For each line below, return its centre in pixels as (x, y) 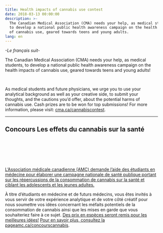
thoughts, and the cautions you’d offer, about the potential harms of (73, 99)
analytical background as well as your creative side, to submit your (72, 94)
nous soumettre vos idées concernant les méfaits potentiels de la (70, 204)
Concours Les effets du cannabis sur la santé (75, 129)
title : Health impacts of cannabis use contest (54, 9)
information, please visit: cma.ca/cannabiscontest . (55, 109)
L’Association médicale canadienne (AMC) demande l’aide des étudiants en (80, 169)
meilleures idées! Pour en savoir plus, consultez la (55, 220)
